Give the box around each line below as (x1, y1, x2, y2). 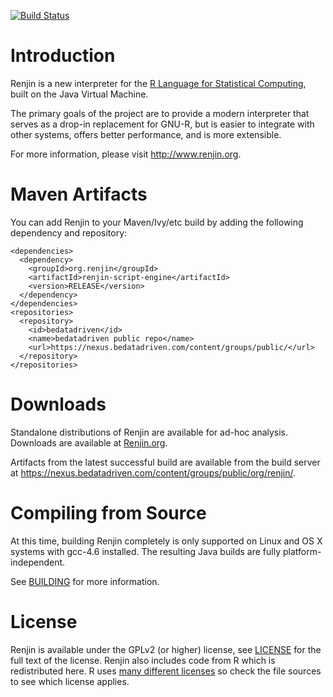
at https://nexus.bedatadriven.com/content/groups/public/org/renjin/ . (10, 466, 297, 479)
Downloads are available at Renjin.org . (10, 436, 168, 449)
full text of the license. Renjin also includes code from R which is (10, 654, 276, 666)
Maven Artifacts (10, 183, 148, 206)
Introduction (10, 45, 116, 67)
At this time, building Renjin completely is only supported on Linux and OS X (10, 535, 323, 547)
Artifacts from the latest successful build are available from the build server (10, 456, 321, 468)
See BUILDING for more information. (10, 575, 160, 587)
